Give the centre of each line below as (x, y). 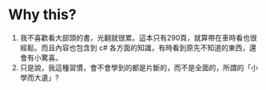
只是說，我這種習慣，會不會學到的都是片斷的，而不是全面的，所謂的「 (135, 67)
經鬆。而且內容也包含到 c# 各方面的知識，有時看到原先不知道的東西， (135, 47)
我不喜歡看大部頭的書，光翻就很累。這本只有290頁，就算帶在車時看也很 (138, 37)
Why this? (43, 15)
